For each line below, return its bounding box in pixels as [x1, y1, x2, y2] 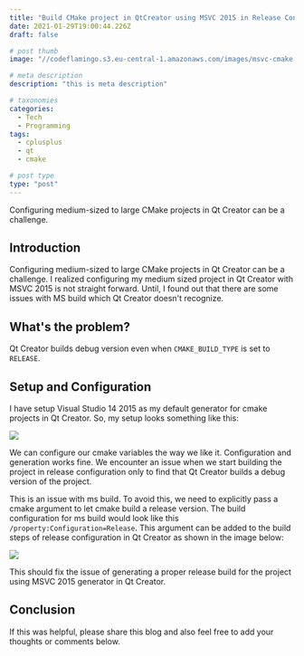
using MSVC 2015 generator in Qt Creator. [9, 576, 166, 587]
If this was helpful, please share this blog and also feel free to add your [9, 626, 274, 637]
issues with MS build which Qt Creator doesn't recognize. [9, 293, 224, 304]
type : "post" [9, 179, 59, 188]
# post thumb [9, 46, 59, 55]
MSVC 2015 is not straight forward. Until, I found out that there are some [9, 283, 279, 294]
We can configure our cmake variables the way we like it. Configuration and [9, 447, 291, 458]
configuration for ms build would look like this [9, 513, 179, 524]
